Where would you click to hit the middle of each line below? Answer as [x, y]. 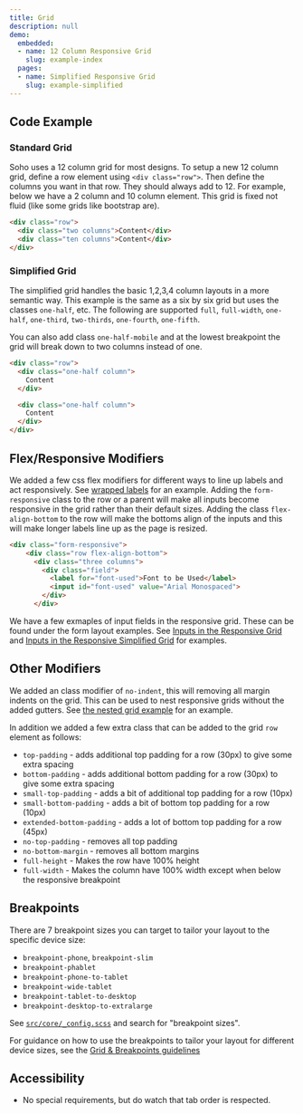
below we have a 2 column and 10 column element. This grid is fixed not [144, 197]
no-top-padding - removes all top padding [100, 841]
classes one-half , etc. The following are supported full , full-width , [137, 310]
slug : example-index [64, 60]
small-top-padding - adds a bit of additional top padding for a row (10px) [157, 792]
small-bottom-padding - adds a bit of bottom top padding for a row [146, 802]
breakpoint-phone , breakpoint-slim [88, 957]
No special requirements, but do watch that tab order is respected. [147, 1100]
